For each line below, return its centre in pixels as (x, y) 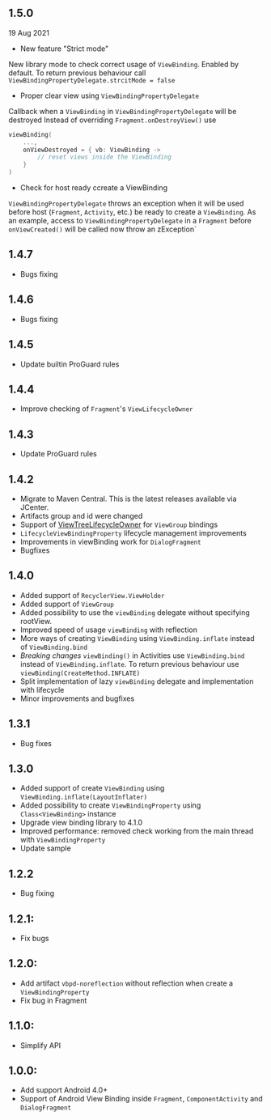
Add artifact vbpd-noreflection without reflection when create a (126, 983)
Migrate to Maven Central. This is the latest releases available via (128, 498)
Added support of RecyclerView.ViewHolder (92, 595)
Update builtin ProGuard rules (70, 364)
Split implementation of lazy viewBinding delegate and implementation (137, 681)
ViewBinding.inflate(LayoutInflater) (84, 798)
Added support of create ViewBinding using (92, 788)
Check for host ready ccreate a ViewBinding (94, 188)
